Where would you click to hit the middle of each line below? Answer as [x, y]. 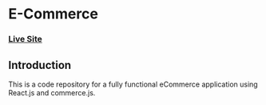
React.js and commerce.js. [52, 92]
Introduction [40, 65]
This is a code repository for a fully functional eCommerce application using [133, 84]
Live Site [25, 39]
